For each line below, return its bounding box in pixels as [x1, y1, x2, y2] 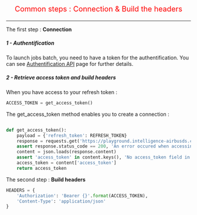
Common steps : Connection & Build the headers [14, 4, 183, 14]
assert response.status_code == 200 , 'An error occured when [16, 143, 169, 149]
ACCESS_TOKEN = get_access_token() [6, 100, 93, 106]
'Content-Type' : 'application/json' [16, 198, 107, 204]
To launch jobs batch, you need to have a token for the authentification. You [6, 54, 189, 61]
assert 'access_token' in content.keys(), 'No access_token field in [16, 154, 191, 160]
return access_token [16, 165, 67, 171]
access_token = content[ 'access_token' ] [16, 160, 117, 166]
